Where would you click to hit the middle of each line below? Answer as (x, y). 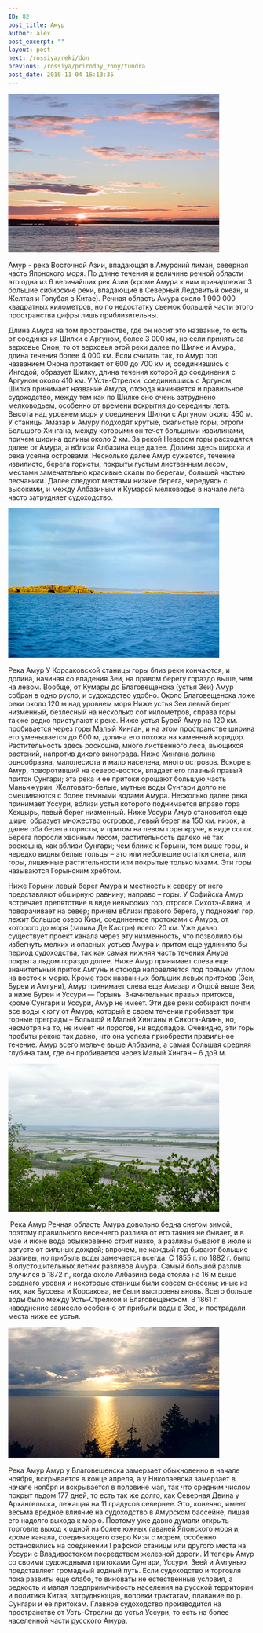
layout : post (29, 50)
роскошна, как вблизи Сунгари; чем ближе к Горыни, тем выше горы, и (128, 846)
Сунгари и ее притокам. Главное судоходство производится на (115, 1604)
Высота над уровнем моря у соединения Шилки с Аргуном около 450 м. (131, 413)
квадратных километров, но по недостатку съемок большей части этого (131, 306)
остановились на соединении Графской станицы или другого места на (127, 1545)
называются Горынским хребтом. (65, 870)
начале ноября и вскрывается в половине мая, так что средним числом (130, 1487)
